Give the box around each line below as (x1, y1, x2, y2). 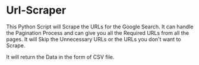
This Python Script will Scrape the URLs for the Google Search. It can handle (6, 23, 194, 30)
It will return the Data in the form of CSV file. (6, 53, 115, 60)
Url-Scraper (6, 4, 67, 17)
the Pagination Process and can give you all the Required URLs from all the (6, 29, 189, 36)
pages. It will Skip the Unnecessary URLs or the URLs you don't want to (6, 35, 181, 43)
